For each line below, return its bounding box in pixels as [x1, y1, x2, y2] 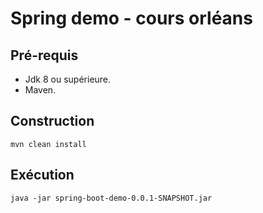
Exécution [10, 167, 75, 184]
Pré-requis [10, 47, 79, 64]
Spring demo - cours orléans [10, 7, 253, 30]
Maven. [24, 84, 57, 96]
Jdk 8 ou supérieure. [24, 73, 112, 85]
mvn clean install [10, 139, 87, 149]
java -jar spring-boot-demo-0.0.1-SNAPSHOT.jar [10, 193, 213, 203]
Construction [10, 113, 95, 130]
